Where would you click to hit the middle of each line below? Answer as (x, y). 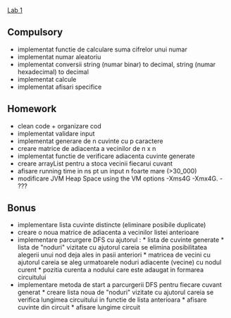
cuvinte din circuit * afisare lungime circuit (79, 307)
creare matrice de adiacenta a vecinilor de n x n (87, 148)
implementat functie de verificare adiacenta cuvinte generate (106, 156)
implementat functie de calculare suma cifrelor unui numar (102, 49)
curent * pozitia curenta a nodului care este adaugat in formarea (111, 270)
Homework (32, 109)
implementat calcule (47, 79)
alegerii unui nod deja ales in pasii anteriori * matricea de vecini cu (114, 255)
